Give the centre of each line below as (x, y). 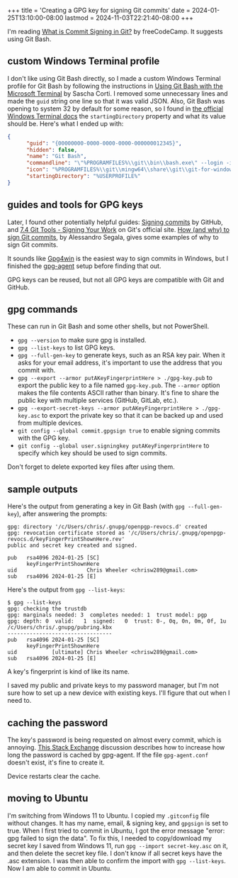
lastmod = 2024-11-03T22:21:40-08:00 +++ (129, 18)
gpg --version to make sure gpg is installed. (82, 340)
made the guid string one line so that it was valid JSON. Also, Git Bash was (116, 101)
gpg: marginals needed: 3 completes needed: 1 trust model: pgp (107, 615)
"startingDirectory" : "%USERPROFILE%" (83, 177)
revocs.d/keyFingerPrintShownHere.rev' (66, 539)
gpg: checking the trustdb (47, 609)
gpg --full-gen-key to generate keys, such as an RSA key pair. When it (121, 355)
